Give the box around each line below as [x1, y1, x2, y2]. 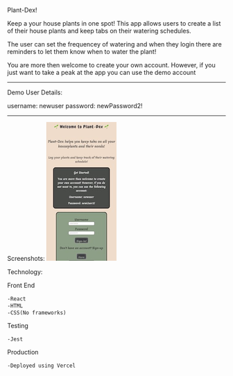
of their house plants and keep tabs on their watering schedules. [7, 27, 192, 35]
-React [7, 296, 26, 302]
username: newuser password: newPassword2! [7, 102, 144, 110]
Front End [7, 281, 35, 289]
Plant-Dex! [7, 6, 37, 14]
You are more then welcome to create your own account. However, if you [7, 61, 216, 69]
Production [7, 348, 39, 356]
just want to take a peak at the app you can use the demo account [7, 69, 196, 76]
